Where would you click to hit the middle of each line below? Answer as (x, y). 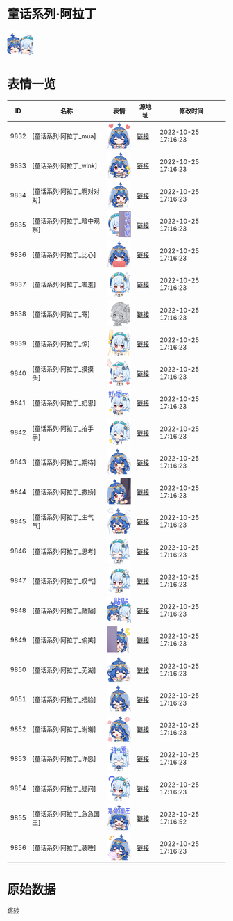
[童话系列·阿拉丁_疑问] (64, 788)
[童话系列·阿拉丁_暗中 (63, 220)
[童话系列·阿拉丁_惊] (61, 343)
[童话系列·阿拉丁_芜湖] (64, 670)
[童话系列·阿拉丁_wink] (65, 166)
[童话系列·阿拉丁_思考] (64, 551)
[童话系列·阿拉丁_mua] (64, 136)
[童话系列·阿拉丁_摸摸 (63, 369)
